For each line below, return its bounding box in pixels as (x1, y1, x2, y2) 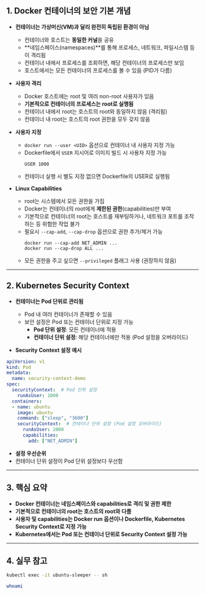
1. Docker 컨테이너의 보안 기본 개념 (6, 5, 131, 16)
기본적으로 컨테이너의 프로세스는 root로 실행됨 (24, 100, 134, 107)
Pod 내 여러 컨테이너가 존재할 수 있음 (24, 310, 113, 318)
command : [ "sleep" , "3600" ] (17, 415, 88, 421)
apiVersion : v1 (6, 359, 45, 365)
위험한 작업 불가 (42, 220, 81, 227)
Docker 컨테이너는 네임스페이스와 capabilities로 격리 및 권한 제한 (15, 499, 172, 507)
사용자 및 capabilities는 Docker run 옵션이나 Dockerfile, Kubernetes (15, 515, 185, 523)
